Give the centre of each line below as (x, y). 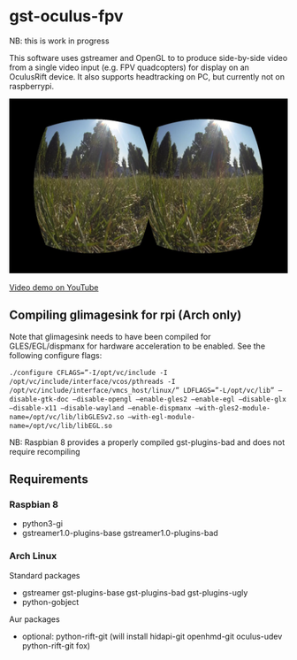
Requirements (49, 480)
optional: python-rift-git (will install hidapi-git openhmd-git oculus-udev (152, 636)
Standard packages (45, 575)
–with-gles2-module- (233, 408)
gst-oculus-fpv (66, 16)
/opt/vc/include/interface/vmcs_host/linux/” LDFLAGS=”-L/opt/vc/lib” (142, 390)
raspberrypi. (32, 86)
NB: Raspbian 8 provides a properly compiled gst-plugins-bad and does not (147, 442)
